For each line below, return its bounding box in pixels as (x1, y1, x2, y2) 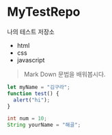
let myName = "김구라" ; (7, 84, 70, 90)
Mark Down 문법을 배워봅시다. (23, 70, 106, 78)
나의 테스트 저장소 (7, 27, 55, 36)
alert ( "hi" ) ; (13, 97, 51, 103)
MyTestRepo (7, 4, 81, 20)
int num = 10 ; (7, 115, 48, 122)
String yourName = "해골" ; (7, 121, 81, 129)
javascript (16, 56, 45, 64)
